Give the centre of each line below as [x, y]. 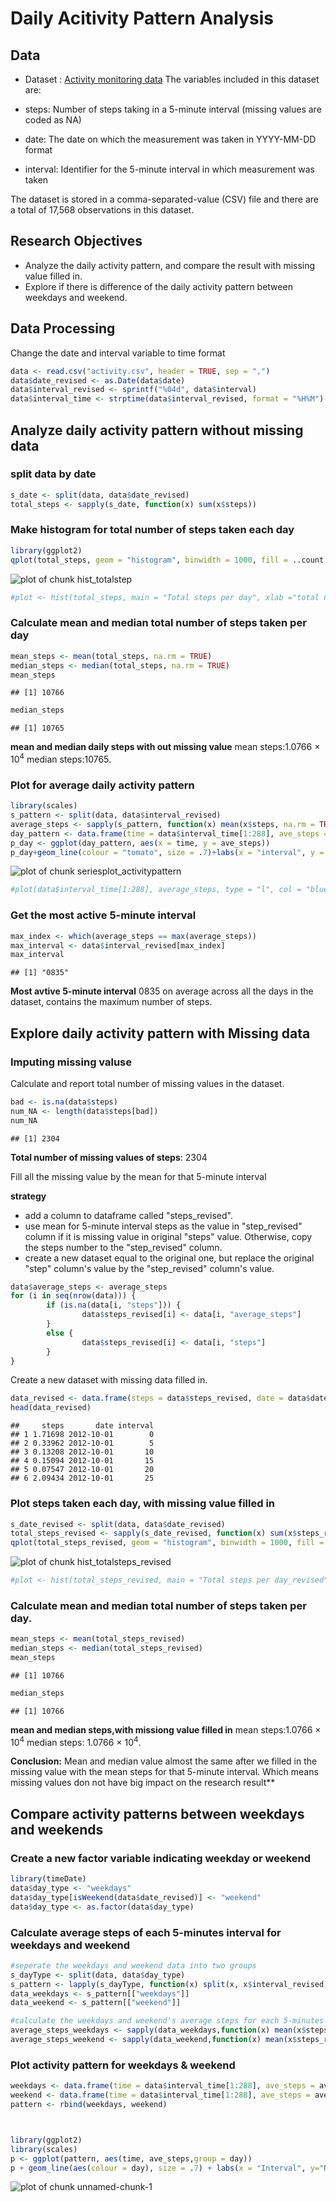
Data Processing [63, 328]
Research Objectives [76, 241]
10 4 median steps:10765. [61, 758]
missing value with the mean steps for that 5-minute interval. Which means [164, 1772]
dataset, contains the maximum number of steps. [111, 1002]
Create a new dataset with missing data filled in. [109, 1380]
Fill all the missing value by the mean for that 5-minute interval [138, 1176]
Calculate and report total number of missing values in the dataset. [147, 1083]
